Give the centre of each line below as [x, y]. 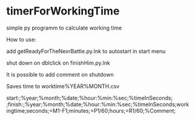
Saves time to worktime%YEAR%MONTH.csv [63, 86]
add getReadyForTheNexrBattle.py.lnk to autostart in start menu [86, 51]
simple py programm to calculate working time [64, 28]
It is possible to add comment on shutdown [60, 74]
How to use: [21, 39]
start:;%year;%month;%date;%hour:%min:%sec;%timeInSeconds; [90, 98]
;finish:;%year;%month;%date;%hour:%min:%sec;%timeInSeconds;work [98, 104]
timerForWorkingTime [63, 11]
